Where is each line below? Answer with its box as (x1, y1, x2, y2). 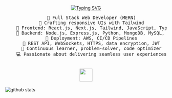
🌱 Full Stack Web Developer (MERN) (47, 15, 136, 21)
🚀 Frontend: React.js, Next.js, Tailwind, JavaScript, (16, 25, 157, 31)
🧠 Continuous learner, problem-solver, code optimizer (21, 46, 162, 51)
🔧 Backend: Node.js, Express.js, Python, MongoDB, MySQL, (16, 30, 165, 36)
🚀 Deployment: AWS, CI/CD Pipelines (45, 35, 138, 41)
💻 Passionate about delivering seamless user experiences (16, 51, 167, 57)
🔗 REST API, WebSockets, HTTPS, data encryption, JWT (22, 41, 160, 46)
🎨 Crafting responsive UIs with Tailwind (38, 20, 144, 26)
